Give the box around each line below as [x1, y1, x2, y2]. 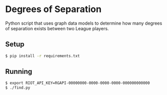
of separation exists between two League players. [5, 25, 109, 31]
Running [5, 67, 33, 76]
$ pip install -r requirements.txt [5, 53, 80, 58]
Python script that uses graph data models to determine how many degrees [5, 20, 162, 26]
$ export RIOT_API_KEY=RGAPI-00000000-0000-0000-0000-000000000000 [5, 80, 150, 86]
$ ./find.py [5, 85, 30, 90]
